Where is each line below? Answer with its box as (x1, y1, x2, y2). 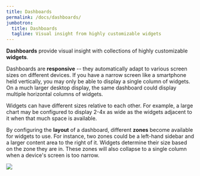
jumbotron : (6, 20, 33, 26)
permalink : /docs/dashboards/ (6, 14, 82, 20)
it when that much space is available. (6, 115, 97, 122)
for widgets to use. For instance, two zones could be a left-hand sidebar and (6, 132, 195, 140)
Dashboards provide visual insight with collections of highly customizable (6, 47, 188, 54)
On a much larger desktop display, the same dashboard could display (6, 84, 177, 91)
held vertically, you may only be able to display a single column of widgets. (6, 78, 190, 85)
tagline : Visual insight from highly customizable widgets (11, 31, 162, 37)
